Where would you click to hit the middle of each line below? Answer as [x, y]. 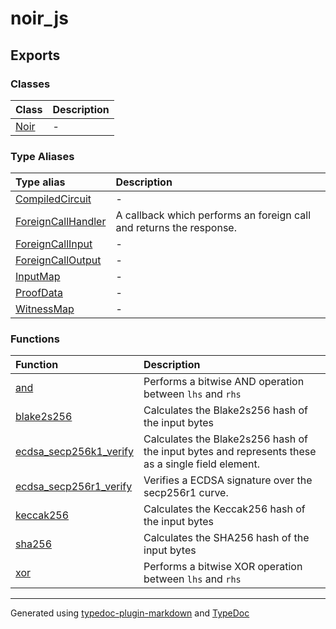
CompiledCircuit [53, 199]
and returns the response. [176, 228]
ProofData [39, 293]
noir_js [39, 18]
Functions [35, 339]
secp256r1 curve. [186, 493]
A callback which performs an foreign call [213, 215]
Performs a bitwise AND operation [224, 382]
